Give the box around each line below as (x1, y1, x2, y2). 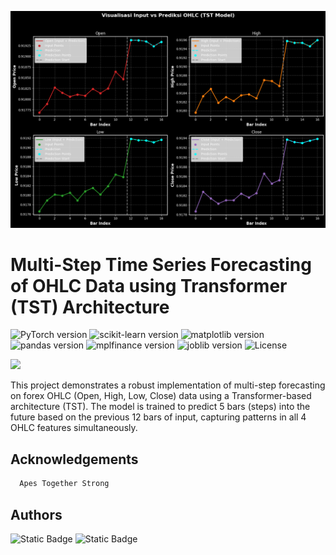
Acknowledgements (10, 451, 139, 468)
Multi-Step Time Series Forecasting (10, 253, 312, 276)
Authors (10, 506, 63, 523)
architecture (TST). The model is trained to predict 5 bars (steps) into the (10, 401, 311, 413)
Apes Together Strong (19, 479, 110, 489)
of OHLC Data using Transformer (10, 274, 288, 297)
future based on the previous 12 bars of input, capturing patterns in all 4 (10, 411, 307, 423)
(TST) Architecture (10, 296, 170, 318)
